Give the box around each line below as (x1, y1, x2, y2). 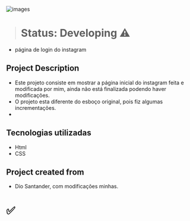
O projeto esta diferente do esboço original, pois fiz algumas (14, 98, 163, 105)
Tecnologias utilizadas (6, 128, 91, 138)
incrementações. (14, 104, 56, 111)
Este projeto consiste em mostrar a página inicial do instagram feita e (14, 79, 184, 86)
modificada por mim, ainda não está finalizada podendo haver (14, 85, 167, 92)
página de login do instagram (14, 46, 87, 53)
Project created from (6, 167, 84, 177)
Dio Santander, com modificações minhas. (14, 183, 119, 190)
